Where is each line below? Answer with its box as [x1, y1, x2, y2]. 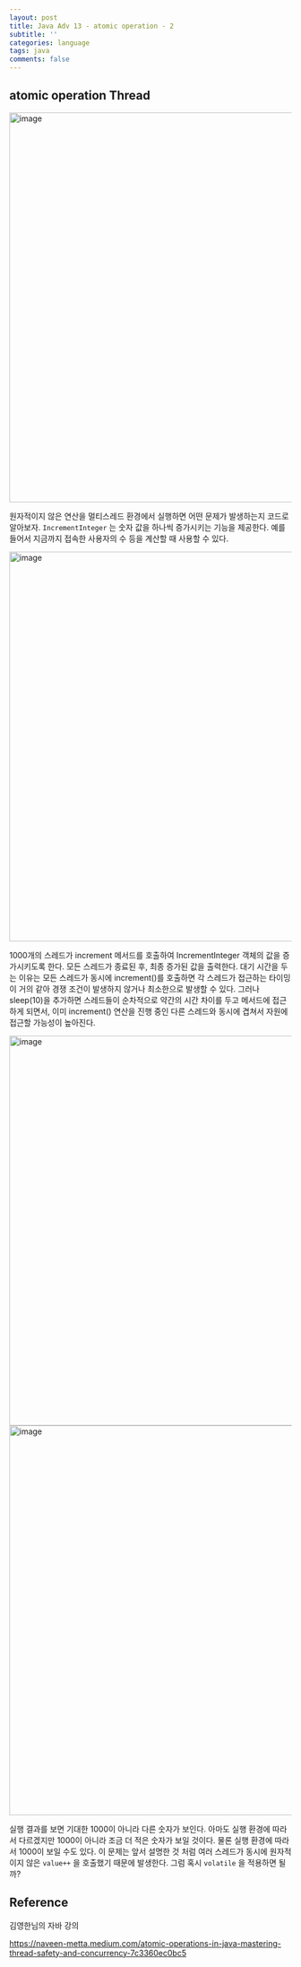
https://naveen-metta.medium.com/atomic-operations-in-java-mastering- [9, 1937, 282, 1948]
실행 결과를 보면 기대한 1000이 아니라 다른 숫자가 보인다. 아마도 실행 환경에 [9, 1823, 271, 1834]
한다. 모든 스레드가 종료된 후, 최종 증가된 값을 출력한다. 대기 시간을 [47, 961, 279, 972]
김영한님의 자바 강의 [9, 1919, 79, 1930]
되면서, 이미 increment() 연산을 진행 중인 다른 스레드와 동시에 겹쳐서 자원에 [25, 1006, 288, 1017]
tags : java [9, 47, 50, 56]
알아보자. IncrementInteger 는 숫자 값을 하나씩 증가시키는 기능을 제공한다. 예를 [9, 521, 286, 532]
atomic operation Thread [9, 88, 150, 103]
